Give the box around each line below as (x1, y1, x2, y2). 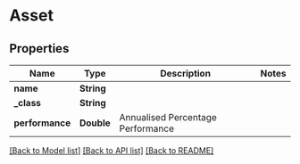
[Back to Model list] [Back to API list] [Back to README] (9, 145, 214, 156)
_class (13, 97, 42, 109)
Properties (9, 41, 70, 56)
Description (160, 68, 212, 79)
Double (79, 117, 111, 129)
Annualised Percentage (119, 111, 217, 123)
